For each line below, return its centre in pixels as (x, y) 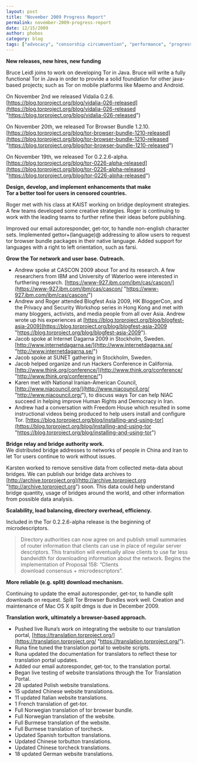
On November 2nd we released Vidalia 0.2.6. (60, 96)
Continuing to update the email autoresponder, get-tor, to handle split (90, 593)
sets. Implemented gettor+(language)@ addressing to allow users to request (98, 234)
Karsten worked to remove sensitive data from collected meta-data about (95, 468)
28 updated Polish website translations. (62, 685)
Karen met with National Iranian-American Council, (76, 382)
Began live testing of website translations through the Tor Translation (98, 672)
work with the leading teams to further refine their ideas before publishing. (96, 217)
